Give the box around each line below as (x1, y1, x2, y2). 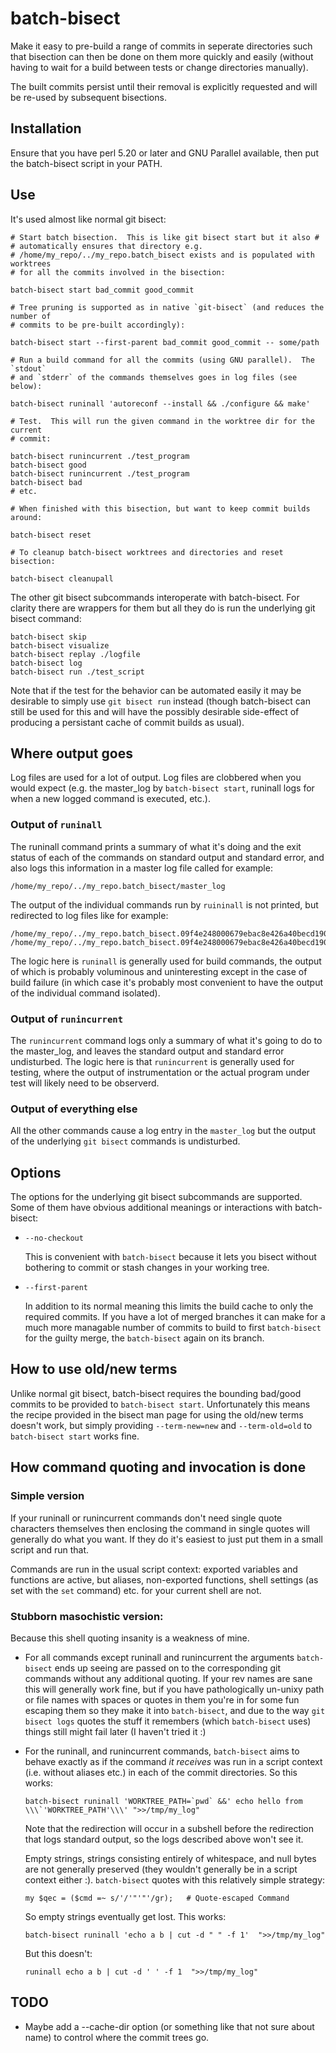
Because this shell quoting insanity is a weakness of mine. (10, 1632, 250, 1644)
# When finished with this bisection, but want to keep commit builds (10, 503, 311, 514)
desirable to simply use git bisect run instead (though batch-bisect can (10, 695, 311, 707)
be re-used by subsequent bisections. (10, 91, 167, 103)
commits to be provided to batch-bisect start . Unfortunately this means (10, 1398, 311, 1410)
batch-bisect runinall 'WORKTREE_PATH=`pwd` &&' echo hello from (24, 1796, 303, 1806)
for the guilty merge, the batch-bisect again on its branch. (24, 1332, 265, 1344)
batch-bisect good (10, 460, 87, 470)
